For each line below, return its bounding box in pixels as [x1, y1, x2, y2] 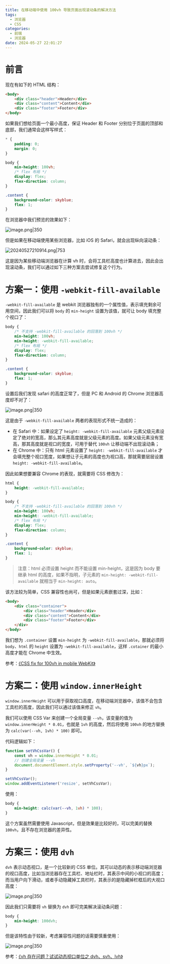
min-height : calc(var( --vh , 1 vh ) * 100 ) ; [14, 805, 103, 811]
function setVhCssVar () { [5, 748, 60, 753]
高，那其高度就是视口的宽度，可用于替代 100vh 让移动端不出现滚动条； [12, 440, 160, 447]
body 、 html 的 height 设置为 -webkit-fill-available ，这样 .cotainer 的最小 [5, 643, 163, 649]
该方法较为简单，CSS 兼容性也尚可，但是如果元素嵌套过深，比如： [5, 588, 144, 595]
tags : [5, 12, 17, 17]
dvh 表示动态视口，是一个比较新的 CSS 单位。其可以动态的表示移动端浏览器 [5, 864, 162, 870]
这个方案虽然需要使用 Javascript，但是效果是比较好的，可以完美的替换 [5, 820, 153, 826]
